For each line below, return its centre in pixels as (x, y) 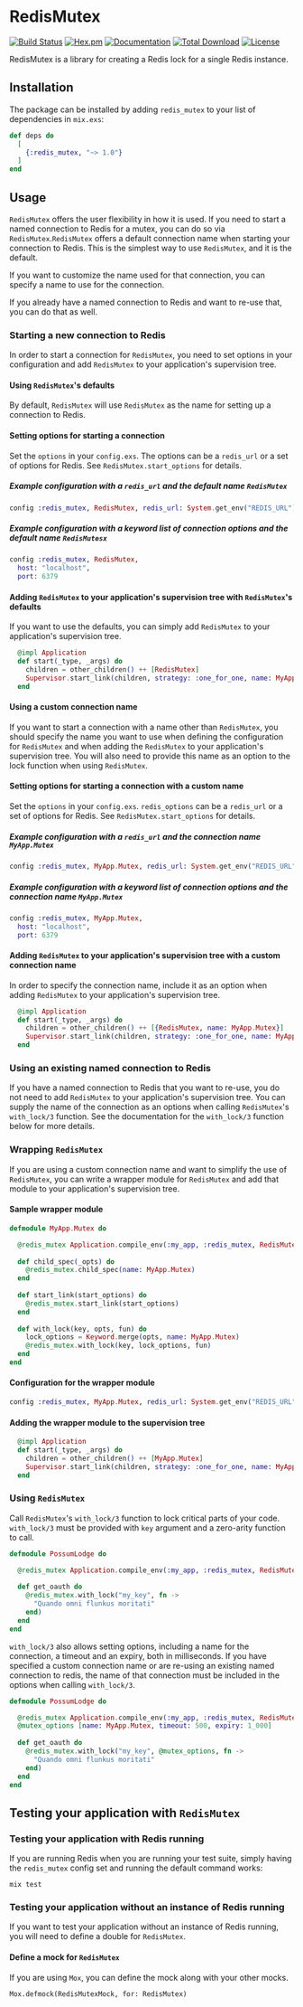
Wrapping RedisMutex (56, 1150)
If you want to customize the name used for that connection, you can (138, 275)
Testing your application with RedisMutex (125, 1813)
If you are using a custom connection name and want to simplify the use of (148, 1169)
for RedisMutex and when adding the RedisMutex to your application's (137, 746)
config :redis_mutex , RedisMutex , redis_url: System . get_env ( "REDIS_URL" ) (153, 508)
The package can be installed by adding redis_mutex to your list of (133, 109)
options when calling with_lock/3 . (72, 1684)
